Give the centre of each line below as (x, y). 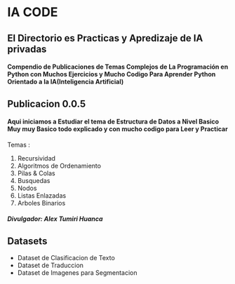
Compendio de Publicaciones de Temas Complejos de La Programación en (118, 67)
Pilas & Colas (36, 173)
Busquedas (34, 180)
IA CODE (33, 12)
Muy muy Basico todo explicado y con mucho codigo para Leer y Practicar (117, 129)
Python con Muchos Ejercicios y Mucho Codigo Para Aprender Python (112, 74)
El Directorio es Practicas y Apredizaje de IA (105, 38)
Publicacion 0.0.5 (47, 103)
